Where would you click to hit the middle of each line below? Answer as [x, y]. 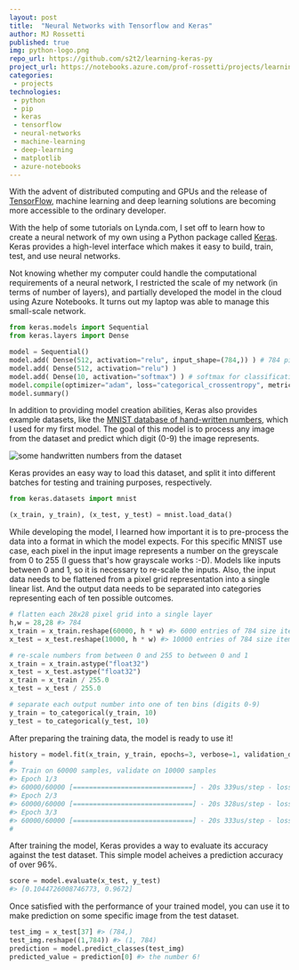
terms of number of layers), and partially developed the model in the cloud [145, 292]
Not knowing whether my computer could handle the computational [133, 273]
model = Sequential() [49, 352]
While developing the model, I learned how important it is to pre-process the [149, 532]
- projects [33, 84]
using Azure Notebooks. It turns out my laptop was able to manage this [139, 302]
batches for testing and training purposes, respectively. [111, 482]
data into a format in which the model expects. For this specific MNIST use [146, 542]
